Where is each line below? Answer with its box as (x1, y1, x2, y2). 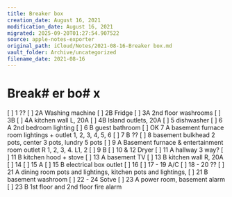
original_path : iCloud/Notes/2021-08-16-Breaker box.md (7, 42, 172, 49)
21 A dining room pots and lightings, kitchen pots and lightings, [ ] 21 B (7, 168, 208, 176)
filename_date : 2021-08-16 (7, 56, 85, 63)
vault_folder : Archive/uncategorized (7, 49, 117, 56)
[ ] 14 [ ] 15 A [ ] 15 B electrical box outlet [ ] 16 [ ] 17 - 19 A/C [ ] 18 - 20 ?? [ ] (7, 160, 224, 168)
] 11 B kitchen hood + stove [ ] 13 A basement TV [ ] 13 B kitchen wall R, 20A (7, 152, 224, 161)
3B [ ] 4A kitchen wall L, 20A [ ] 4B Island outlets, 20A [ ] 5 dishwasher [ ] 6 (7, 116, 223, 124)
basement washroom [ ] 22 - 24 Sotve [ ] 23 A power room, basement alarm (7, 175, 226, 183)
